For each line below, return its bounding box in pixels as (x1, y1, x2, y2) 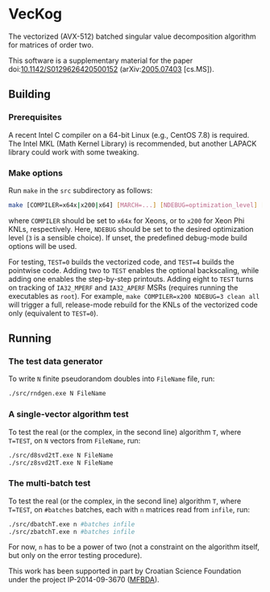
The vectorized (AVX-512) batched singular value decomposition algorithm (8, 31, 256, 41)
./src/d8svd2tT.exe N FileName (8, 451, 114, 459)
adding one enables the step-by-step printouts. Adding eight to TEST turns (8, 274, 254, 284)
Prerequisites (8, 112, 62, 123)
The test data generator (8, 356, 103, 367)
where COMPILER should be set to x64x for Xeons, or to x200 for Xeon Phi (8, 215, 245, 226)
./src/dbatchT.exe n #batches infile (8, 520, 135, 528)
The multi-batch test (8, 478, 91, 489)
